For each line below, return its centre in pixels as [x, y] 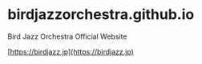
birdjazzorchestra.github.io [101, 15]
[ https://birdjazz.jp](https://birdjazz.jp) [71, 51]
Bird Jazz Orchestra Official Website [67, 36]
